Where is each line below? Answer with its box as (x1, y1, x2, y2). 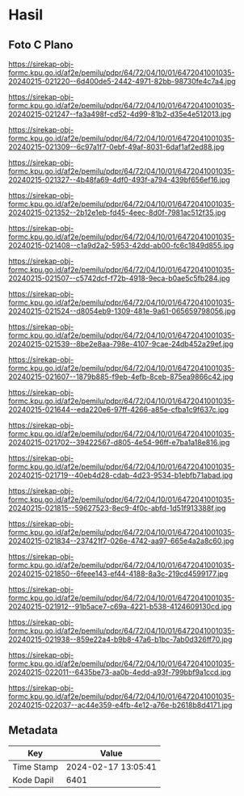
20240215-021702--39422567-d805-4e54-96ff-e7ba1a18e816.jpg (8, 438, 230, 447)
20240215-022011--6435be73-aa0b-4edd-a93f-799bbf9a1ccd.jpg (8, 668, 232, 676)
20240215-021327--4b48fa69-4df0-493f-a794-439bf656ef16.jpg (8, 175, 230, 184)
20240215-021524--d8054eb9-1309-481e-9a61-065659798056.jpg (8, 306, 236, 316)
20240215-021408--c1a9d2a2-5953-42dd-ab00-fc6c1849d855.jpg (8, 241, 234, 250)
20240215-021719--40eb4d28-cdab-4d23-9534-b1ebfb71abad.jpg (8, 470, 233, 480)
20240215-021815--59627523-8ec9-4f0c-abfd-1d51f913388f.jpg (8, 503, 226, 512)
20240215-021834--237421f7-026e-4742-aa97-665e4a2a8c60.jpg (8, 536, 234, 545)
